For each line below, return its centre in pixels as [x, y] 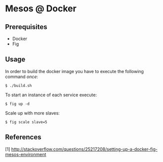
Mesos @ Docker [41, 9]
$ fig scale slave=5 [26, 122]
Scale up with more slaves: [33, 113]
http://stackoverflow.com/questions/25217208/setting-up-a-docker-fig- [84, 149]
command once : [22, 77]
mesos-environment [26, 154]
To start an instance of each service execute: [51, 95]
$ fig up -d [17, 104]
